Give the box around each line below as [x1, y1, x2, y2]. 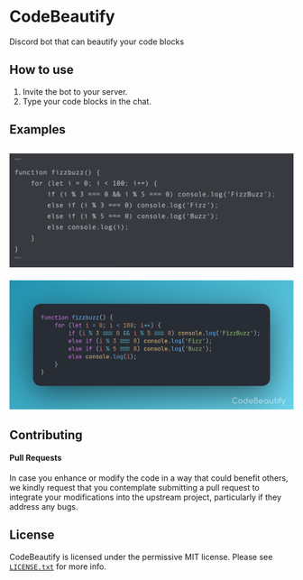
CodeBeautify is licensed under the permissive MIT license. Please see [9, 551, 273, 562]
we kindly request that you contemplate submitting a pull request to [9, 483, 260, 493]
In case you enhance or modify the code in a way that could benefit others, [9, 473, 289, 483]
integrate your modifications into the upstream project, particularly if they [9, 492, 282, 502]
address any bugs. [9, 502, 78, 512]
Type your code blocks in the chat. [22, 96, 151, 106]
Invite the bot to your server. [22, 86, 128, 97]
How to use [9, 62, 74, 78]
